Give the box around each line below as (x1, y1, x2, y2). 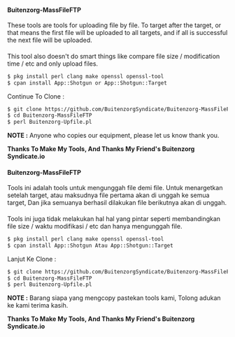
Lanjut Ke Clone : (7, 254, 57, 263)
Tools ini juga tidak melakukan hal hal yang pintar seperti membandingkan (7, 214, 221, 223)
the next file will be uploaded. (7, 36, 92, 45)
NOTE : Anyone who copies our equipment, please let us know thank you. (7, 131, 220, 140)
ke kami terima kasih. (7, 301, 69, 310)
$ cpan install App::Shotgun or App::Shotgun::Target (7, 79, 168, 87)
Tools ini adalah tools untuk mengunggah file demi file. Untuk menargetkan (7, 184, 223, 192)
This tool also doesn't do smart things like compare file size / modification (7, 52, 220, 60)
